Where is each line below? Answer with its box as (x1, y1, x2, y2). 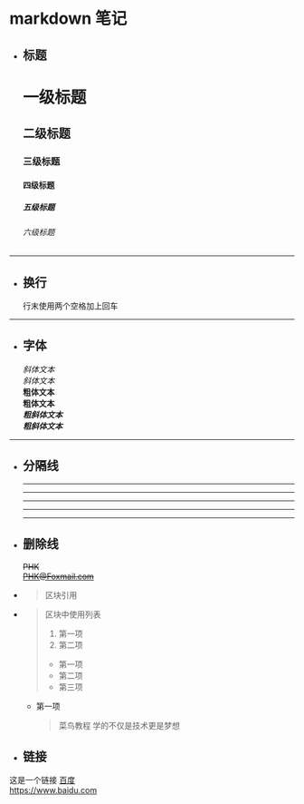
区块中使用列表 (44, 609, 101, 620)
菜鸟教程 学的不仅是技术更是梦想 (58, 720, 181, 730)
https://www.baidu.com (9, 785, 98, 796)
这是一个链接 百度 (9, 775, 75, 786)
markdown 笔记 (9, 8, 128, 29)
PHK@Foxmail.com (22, 571, 95, 582)
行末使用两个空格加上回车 (22, 300, 119, 311)
